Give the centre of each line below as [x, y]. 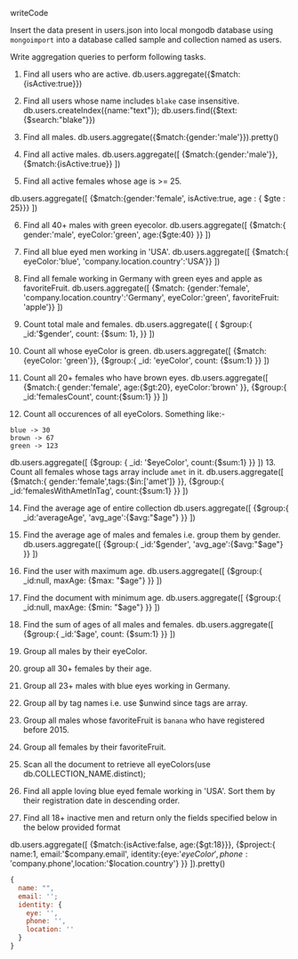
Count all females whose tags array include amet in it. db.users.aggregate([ [147, 472]
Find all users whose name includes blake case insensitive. [131, 101]
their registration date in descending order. [101, 800]
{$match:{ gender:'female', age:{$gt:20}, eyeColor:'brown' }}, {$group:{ [155, 387]
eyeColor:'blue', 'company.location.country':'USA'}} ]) [121, 261]
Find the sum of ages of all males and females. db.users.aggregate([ [148, 624]
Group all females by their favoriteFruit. [95, 747]
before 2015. [46, 729]
